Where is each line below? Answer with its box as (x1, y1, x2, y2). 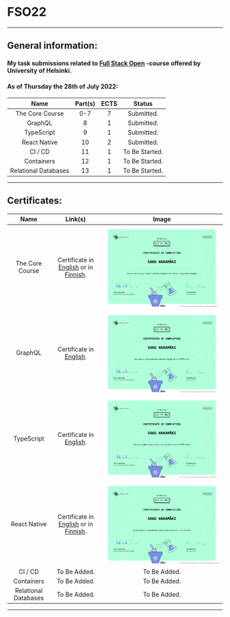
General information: (7, 40, 98, 52)
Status (133, 99, 153, 107)
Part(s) (75, 99, 96, 107)
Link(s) (65, 215, 86, 223)
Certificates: (7, 195, 63, 207)
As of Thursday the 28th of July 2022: (7, 82, 118, 90)
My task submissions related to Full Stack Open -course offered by (7, 59, 201, 67)
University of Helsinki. (7, 66, 72, 74)
